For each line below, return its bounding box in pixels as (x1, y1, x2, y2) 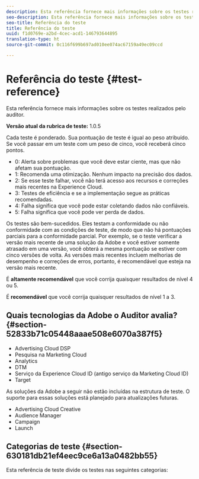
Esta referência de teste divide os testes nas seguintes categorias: (6, 467, 168, 474)
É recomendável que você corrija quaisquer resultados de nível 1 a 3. (6, 293, 176, 300)
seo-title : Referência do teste (6, 20, 86, 25)
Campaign (14, 418, 40, 425)
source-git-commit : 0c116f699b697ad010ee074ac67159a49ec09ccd (6, 42, 163, 48)
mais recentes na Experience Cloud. (14, 183, 104, 190)
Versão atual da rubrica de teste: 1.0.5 (6, 122, 101, 129)
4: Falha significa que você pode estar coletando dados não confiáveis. (14, 202, 190, 209)
